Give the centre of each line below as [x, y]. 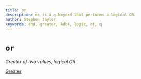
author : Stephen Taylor [31, 19]
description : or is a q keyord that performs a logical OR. [71, 15]
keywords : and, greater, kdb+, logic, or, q [54, 24]
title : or [16, 10]
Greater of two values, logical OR [41, 62]
